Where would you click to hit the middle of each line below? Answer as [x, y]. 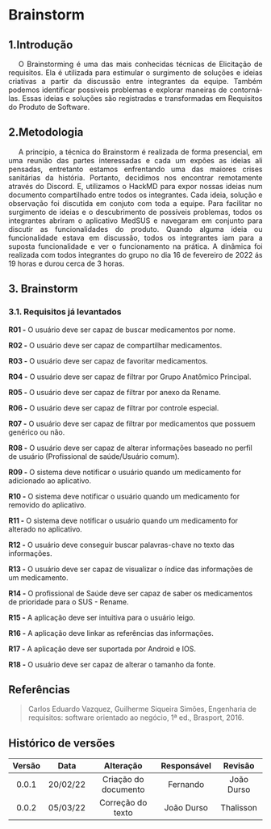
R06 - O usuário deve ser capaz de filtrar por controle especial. [114, 408]
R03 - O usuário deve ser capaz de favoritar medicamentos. [108, 360]
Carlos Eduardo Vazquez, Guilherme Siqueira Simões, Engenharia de [142, 709]
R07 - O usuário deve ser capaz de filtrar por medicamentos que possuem [132, 423]
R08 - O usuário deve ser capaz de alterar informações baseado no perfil [130, 448]
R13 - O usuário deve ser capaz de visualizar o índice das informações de [131, 569]
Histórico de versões [62, 743]
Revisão [239, 766]
